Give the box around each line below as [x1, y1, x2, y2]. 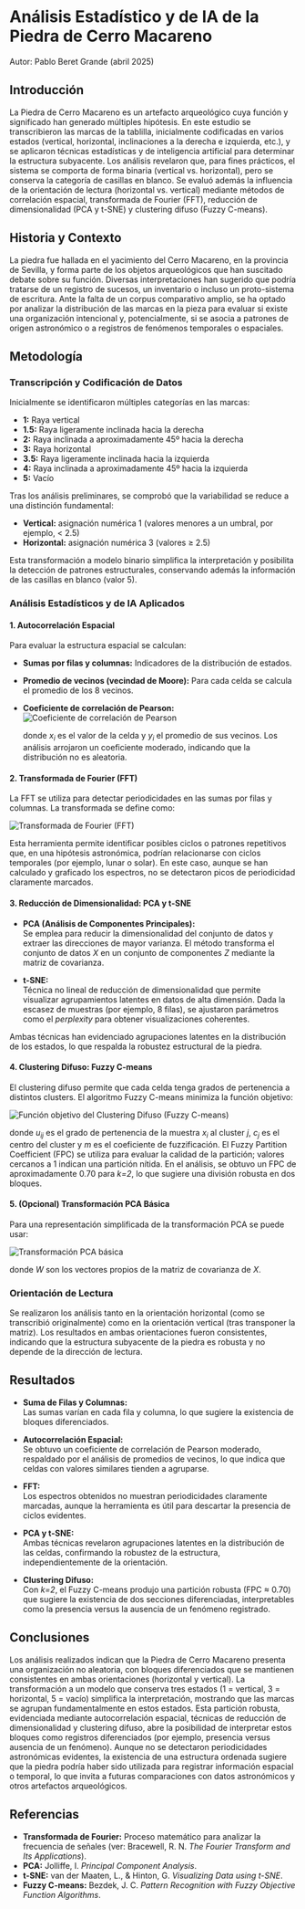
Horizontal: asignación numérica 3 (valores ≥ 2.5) [22, 537, 211, 549]
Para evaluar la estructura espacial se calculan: [9, 640, 187, 651]
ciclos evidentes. [22, 1509, 86, 1521]
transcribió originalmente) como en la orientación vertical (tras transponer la [9, 1317, 296, 1328]
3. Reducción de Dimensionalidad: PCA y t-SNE [9, 897, 192, 908]
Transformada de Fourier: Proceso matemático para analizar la [22, 1830, 261, 1841]
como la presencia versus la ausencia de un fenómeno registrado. [22, 1603, 271, 1614]
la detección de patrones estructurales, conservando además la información [9, 564, 296, 576]
